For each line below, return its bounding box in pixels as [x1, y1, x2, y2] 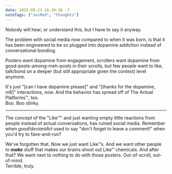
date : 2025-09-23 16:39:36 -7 [5, 7, 70, 13]
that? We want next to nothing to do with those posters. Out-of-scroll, [5, 152, 152, 158]
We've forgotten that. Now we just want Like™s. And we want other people [5, 141, 162, 147]
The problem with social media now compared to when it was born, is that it [5, 36, 165, 43]
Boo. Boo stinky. [5, 100, 40, 106]
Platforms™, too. [5, 94, 39, 101]
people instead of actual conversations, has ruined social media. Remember [5, 120, 165, 126]
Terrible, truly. [5, 163, 35, 169]
